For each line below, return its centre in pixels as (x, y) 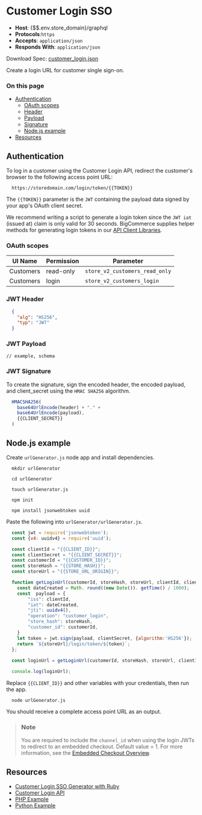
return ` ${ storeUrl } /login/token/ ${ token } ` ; (74, 644)
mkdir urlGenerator (36, 468)
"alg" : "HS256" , (38, 317)
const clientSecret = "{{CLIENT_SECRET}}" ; (67, 555)
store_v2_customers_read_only (128, 271)
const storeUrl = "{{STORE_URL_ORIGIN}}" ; (66, 572)
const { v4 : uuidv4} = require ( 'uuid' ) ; (62, 538)
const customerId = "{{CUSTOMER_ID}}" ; (62, 561)
